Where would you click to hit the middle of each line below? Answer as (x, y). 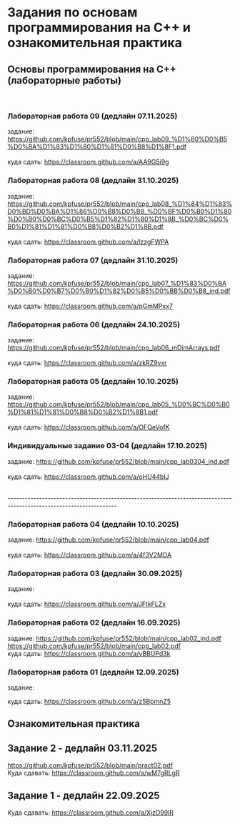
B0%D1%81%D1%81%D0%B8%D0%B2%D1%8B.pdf (86, 227)
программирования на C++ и (99, 28)
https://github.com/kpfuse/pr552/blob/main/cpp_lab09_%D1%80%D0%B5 (117, 139)
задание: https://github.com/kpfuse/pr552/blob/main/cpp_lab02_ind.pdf (114, 638)
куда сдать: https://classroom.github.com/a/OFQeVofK (89, 427)
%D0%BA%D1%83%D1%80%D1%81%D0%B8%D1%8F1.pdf (97, 147)
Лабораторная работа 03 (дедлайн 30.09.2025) (95, 574)
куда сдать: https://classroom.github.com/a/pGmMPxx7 (90, 306)
